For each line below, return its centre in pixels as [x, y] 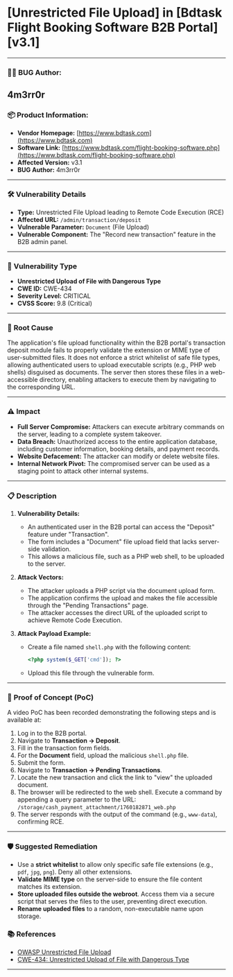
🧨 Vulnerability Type [42, 266]
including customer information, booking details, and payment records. [119, 449]
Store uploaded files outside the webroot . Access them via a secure [116, 894]
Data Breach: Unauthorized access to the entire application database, [117, 441]
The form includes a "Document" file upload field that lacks [112, 542]
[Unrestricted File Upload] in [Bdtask [115, 13]
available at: [24, 720]
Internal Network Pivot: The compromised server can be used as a [113, 463]
